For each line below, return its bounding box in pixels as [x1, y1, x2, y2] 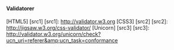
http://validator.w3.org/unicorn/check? [6, 30, 101, 38]
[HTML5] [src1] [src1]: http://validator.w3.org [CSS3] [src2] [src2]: [6, 18, 168, 25]
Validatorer [6, 5, 35, 12]
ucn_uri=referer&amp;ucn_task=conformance [6, 37, 118, 44]
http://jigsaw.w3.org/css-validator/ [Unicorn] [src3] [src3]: [6, 24, 150, 32]
